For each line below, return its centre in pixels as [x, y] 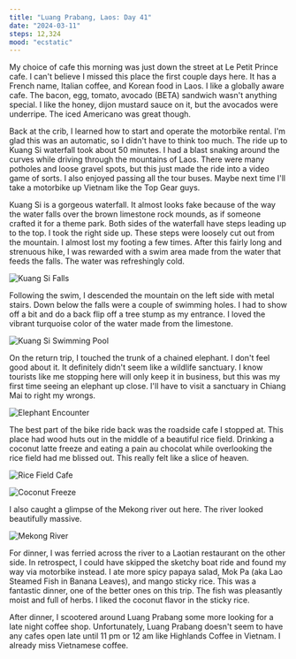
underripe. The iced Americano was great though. [100, 114]
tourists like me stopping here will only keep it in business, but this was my [145, 377]
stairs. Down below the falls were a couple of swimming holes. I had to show [148, 305]
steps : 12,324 [35, 34]
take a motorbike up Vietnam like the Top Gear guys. [105, 188]
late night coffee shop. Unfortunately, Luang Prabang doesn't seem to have [146, 627]
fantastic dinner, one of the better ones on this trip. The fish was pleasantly [146, 591]
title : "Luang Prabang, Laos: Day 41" [80, 17]
